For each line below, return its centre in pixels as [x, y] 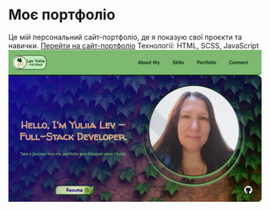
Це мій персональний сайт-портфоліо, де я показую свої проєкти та [125, 37]
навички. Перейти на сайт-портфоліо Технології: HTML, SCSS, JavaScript [134, 45]
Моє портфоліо [62, 15]
